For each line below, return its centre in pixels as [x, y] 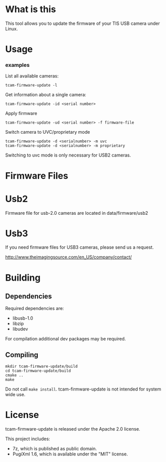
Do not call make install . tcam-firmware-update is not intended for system [83, 389]
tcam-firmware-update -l [31, 85]
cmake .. [14, 375]
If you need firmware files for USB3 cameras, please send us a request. [79, 247]
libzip [18, 324]
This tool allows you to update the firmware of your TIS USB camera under [82, 23]
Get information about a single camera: [46, 95]
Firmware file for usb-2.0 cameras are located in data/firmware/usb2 [77, 213]
